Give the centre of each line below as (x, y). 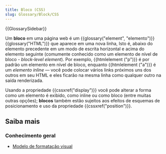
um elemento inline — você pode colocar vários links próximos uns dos (78, 70)
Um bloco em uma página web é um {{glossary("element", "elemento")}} (80, 38)
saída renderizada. (24, 80)
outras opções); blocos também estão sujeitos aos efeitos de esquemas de (83, 100)
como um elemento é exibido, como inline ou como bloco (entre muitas (78, 95)
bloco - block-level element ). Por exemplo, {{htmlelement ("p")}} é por (77, 59)
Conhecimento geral (30, 136)
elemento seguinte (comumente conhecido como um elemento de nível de (82, 54)
